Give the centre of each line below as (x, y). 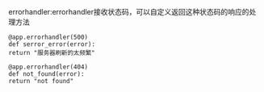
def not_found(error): (46, 74)
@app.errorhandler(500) (48, 37)
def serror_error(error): (52, 44)
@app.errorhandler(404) (48, 67)
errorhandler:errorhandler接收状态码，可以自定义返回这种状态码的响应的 (129, 12)
